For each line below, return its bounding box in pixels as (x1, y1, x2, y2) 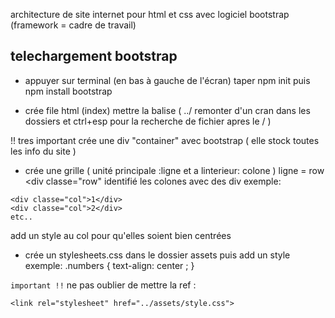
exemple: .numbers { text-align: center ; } (24, 259, 195, 271)
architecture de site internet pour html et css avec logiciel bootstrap (10, 9, 290, 20)
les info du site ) (10, 145, 77, 157)
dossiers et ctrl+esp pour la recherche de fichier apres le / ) (24, 115, 272, 127)
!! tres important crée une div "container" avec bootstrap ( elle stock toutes (10, 134, 320, 146)
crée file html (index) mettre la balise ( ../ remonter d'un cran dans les (24, 104, 311, 116)
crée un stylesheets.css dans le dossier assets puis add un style (24, 249, 291, 261)
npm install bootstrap (24, 85, 113, 97)
